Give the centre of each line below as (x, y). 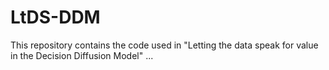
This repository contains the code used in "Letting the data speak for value (164, 45)
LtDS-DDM (55, 17)
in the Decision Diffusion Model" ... (82, 55)
